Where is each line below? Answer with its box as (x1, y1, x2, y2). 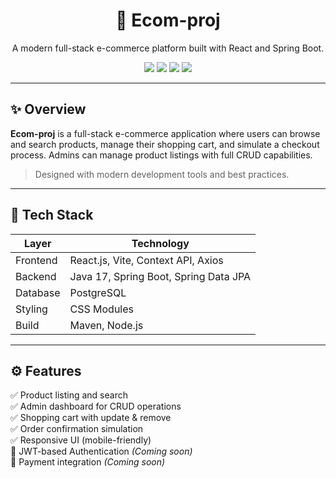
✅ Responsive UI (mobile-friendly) (10, 434, 152, 446)
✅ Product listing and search (10, 389, 128, 401)
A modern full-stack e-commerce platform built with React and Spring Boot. (11, 42, 325, 54)
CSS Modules (69, 302, 135, 316)
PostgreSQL (69, 285, 127, 299)
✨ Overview (10, 101, 87, 118)
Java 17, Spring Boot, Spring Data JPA (69, 269, 252, 283)
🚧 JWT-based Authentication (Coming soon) (10, 445, 193, 458)
